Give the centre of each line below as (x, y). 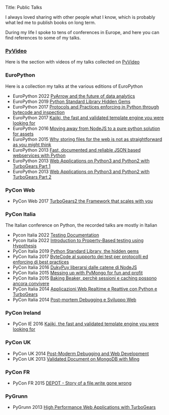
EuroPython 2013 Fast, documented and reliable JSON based (77, 150)
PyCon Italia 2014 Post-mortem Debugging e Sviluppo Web (74, 300)
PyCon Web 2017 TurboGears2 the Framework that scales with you (83, 201)
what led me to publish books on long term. (51, 23)
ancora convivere (31, 284)
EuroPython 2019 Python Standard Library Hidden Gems (72, 101)
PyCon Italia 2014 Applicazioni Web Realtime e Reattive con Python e (85, 289)
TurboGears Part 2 (32, 177)
